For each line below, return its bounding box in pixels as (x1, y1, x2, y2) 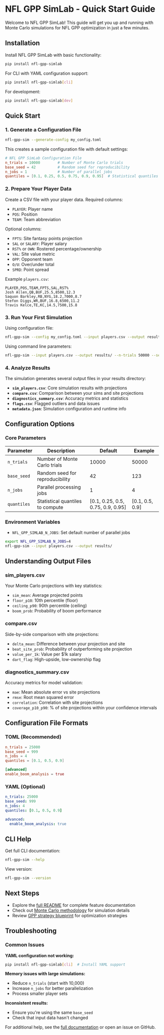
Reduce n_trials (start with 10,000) (12, 980, 84, 986)
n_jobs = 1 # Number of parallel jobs (5, 169, 112, 174)
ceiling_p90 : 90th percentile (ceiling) (12, 603, 87, 608)
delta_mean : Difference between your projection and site (12, 641, 125, 647)
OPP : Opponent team (12, 256, 53, 262)
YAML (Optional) (5, 783, 45, 790)
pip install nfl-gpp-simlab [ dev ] (5, 98, 73, 103)
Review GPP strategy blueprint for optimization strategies (12, 912, 128, 918)
